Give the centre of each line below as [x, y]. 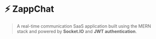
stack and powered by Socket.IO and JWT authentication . [77, 31]
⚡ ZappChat [29, 9]
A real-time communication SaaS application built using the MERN [84, 26]
